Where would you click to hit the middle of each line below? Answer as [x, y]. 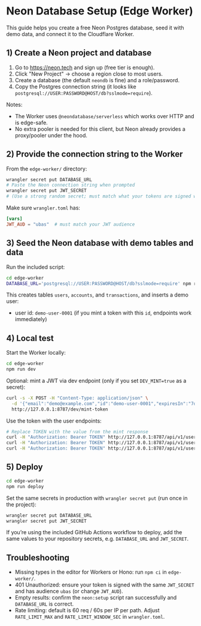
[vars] [14, 219]
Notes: [14, 104]
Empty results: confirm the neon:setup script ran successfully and [96, 598]
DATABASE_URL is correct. [44, 604]
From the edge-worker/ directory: [47, 169]
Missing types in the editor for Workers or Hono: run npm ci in [91, 572]
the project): [22, 504]
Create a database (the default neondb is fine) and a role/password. [97, 80]
